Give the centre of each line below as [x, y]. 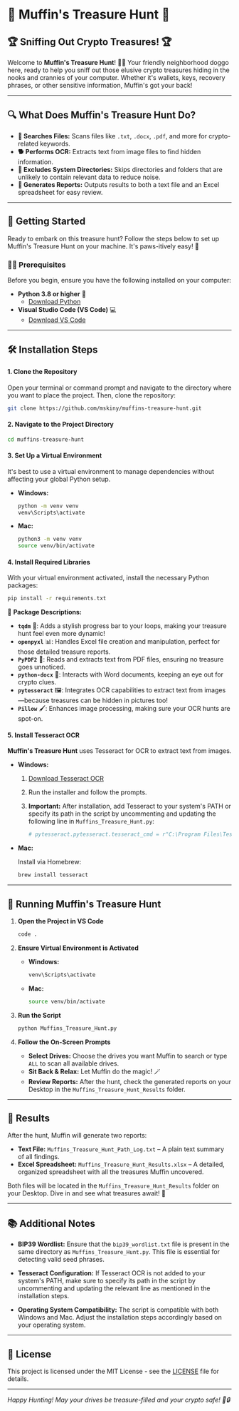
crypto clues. [37, 682]
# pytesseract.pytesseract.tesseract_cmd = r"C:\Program [115, 834]
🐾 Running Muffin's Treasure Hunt [84, 904]
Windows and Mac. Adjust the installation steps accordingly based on [119, 1318]
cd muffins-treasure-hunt [46, 439]
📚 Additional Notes [52, 1223]
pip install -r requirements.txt [57, 599]
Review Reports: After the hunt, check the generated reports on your [130, 1081]
